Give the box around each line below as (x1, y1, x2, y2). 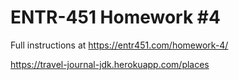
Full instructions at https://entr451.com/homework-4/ (10, 39, 229, 51)
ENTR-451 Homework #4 (10, 6, 221, 29)
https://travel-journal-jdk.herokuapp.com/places (10, 58, 210, 70)
